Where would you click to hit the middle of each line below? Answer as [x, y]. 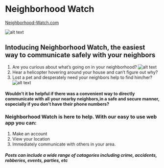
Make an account [30, 134]
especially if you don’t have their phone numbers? [57, 104]
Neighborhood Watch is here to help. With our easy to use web [81, 117]
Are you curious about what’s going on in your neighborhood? [74, 67]
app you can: [21, 123]
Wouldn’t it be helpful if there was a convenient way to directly [70, 94]
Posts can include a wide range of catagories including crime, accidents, [81, 155]
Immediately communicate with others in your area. [64, 144]
